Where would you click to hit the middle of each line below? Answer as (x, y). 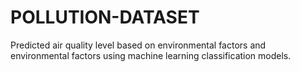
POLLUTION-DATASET (105, 17)
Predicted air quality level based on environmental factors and (138, 45)
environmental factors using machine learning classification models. (151, 55)
